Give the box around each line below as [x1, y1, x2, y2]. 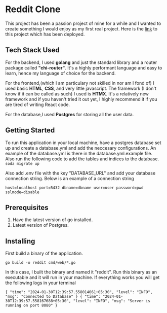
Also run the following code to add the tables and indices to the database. [5, 156, 159, 162]
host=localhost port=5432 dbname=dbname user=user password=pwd [5, 185, 144, 190]
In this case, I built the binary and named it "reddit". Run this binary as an [5, 269, 157, 275]
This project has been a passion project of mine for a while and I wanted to [5, 20, 161, 26]
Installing [5, 237, 35, 246]
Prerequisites [5, 203, 49, 212]
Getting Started [5, 126, 55, 135]
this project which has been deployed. [5, 31, 85, 37]
